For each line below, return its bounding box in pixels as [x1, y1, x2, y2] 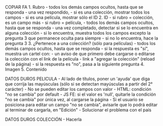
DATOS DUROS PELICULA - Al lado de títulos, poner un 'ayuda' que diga [5, 76, 150, 82]
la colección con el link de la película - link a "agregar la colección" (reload [5, 56, 155, 62]
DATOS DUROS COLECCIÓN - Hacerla [5, 117, 82, 122]
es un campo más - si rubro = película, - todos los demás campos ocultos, [5, 20, 154, 25]
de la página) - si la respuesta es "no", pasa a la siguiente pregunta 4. [5, 61, 145, 67]
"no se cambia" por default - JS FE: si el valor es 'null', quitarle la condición [5, 91, 156, 97]
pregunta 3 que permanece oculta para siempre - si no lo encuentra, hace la [5, 35, 158, 41]
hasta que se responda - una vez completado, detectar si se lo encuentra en [5, 25, 159, 31]
